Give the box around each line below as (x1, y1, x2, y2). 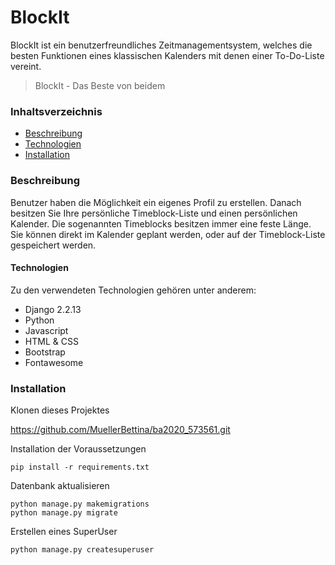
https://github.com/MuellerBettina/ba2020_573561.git (10, 424, 231, 436)
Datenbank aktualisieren (10, 480, 110, 492)
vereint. (10, 60, 42, 72)
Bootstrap (24, 346, 66, 358)
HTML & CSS (24, 335, 79, 347)
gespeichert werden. (10, 239, 97, 251)
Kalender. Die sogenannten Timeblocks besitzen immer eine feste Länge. (10, 217, 312, 230)
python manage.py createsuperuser (10, 545, 155, 555)
